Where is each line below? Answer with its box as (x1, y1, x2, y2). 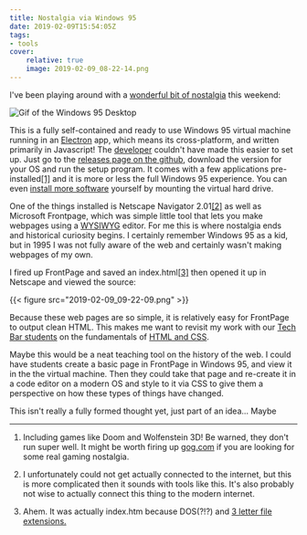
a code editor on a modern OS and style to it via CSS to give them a (9, 378, 263, 389)
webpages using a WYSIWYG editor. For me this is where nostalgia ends (9, 220, 281, 231)
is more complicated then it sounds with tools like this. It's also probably (22, 478, 294, 489)
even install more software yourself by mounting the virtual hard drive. (9, 183, 274, 194)
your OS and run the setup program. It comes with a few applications (9, 163, 270, 174)
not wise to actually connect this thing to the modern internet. (22, 488, 256, 498)
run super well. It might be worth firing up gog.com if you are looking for (22, 441, 295, 452)
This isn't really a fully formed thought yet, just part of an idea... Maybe (9, 405, 277, 416)
